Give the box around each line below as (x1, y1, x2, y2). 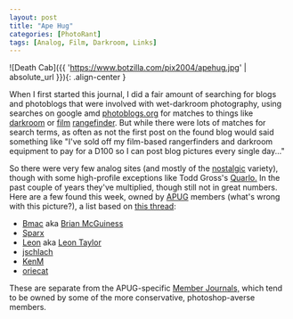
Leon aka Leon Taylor (21, 237, 102, 248)
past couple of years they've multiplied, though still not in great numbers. (9, 182, 278, 192)
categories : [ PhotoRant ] (9, 29, 102, 38)
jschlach (21, 247, 53, 258)
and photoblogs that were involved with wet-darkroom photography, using (9, 99, 282, 110)
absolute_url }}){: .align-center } (9, 72, 126, 83)
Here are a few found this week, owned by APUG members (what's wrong (9, 192, 281, 202)
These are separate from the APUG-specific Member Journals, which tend (9, 282, 283, 294)
